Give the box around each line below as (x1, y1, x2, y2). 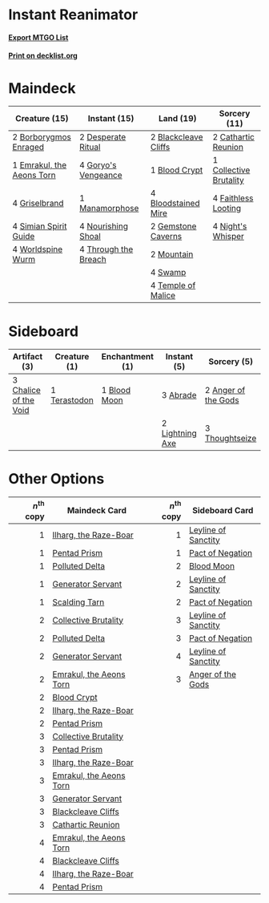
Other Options (8, 470, 105, 488)
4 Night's (212, 221, 247, 232)
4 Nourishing (79, 221, 128, 232)
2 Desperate (79, 132, 126, 143)
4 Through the (79, 244, 134, 255)
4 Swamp (150, 267, 187, 278)
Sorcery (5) (207, 356, 254, 367)
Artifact (12, 351, 43, 362)
